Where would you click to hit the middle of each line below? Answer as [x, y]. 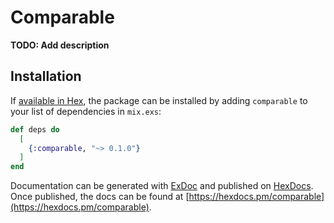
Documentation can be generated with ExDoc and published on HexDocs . [162, 186]
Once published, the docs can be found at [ [100, 197]
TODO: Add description [60, 45]
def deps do [35, 129]
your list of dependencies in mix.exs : [86, 111]
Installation [46, 76]
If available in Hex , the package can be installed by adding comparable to [159, 100]
